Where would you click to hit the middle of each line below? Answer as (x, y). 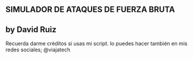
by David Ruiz (31, 29)
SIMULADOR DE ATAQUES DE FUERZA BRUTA (90, 10)
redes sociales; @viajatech (38, 50)
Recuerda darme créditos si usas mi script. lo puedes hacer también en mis (97, 44)
